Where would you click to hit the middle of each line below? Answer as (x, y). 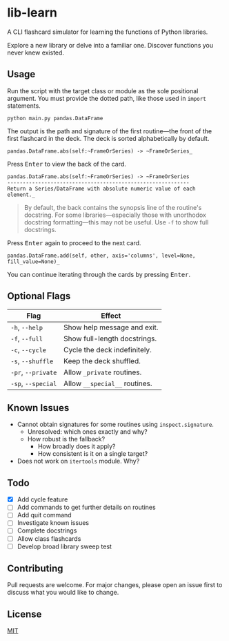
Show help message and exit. (111, 327)
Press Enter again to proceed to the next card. (74, 242)
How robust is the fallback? (66, 439)
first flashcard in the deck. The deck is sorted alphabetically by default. (108, 138)
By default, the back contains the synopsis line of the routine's (113, 207)
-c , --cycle (29, 350)
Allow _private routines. (102, 372)
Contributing (35, 569)
